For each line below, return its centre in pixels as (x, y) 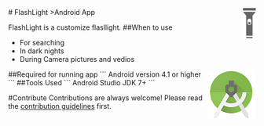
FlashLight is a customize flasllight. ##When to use (90, 27)
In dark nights (42, 51)
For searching (42, 43)
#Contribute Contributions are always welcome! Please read (105, 98)
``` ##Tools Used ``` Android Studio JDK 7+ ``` (82, 83)
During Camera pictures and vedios (77, 59)
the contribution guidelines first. (60, 106)
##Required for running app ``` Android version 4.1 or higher (105, 74)
